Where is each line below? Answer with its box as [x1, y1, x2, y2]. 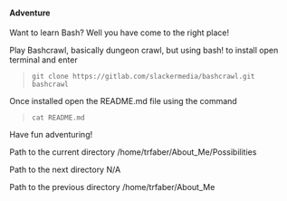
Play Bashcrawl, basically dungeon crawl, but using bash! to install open [9, 45, 279, 56]
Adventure [9, 7, 51, 18]
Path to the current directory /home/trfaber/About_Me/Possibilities [9, 147, 257, 158]
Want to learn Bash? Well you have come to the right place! [9, 27, 230, 38]
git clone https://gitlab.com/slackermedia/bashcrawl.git [31, 72, 255, 81]
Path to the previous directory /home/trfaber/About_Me [9, 182, 215, 193]
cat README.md [31, 113, 85, 122]
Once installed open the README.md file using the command [9, 96, 237, 107]
